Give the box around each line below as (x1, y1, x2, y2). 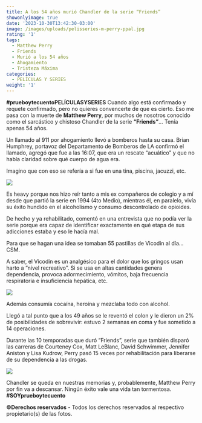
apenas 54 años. (6, 125, 48, 132)
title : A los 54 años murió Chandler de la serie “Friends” (6, 8, 161, 15)
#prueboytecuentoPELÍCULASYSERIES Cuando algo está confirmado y (6, 99, 186, 106)
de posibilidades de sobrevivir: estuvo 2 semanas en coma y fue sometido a (6, 319, 196, 325)
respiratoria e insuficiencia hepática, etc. (6, 277, 108, 284)
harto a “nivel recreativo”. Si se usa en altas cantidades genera (6, 264, 162, 271)
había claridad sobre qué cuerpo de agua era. (6, 156, 120, 162)
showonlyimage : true (6, 15, 59, 21)
